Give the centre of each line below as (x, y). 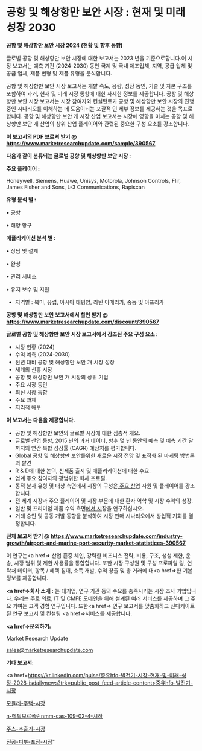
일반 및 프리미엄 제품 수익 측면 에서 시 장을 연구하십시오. (79, 508)
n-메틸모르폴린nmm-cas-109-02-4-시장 (55, 716)
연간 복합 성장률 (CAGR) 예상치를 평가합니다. (84, 448)
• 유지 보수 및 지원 (28, 289)
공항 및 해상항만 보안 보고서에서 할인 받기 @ (57, 315)
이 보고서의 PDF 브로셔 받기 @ (42, 136)
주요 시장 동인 (31, 384)
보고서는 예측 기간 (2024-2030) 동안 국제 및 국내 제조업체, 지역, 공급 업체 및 (102, 65)
